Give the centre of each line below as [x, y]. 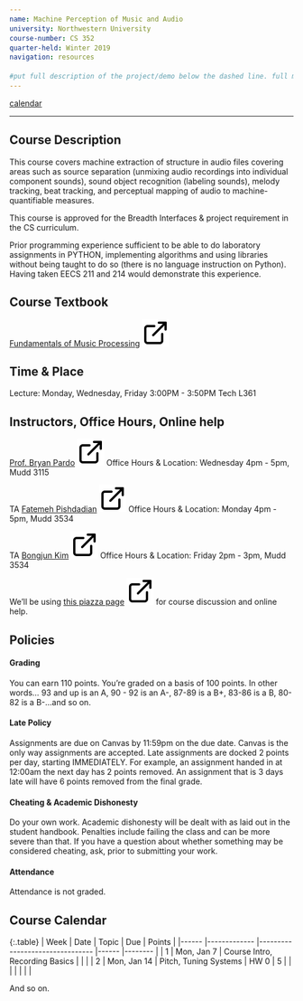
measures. [75, 200]
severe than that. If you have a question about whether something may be [147, 842]
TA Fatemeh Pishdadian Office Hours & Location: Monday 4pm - [143, 509]
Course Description [65, 140]
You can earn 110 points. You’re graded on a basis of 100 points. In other [143, 683]
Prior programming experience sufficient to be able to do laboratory [135, 245]
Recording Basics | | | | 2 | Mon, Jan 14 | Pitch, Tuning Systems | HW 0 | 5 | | [151, 961]
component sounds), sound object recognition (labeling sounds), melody [145, 181]
